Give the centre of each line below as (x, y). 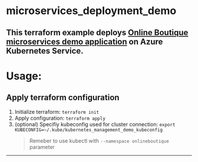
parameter (42, 147)
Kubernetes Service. (45, 51)
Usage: (24, 76)
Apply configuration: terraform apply (60, 118)
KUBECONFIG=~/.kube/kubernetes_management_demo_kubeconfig (89, 130)
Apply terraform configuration (63, 98)
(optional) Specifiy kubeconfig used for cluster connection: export (95, 124)
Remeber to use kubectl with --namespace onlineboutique (99, 141)
